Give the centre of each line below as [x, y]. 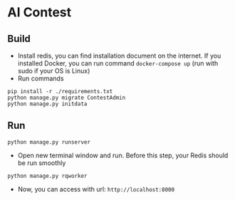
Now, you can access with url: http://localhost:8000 [96, 189]
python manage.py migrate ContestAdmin [67, 98]
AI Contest [40, 12]
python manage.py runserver [49, 142]
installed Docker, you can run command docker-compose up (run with [118, 63]
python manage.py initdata [47, 104]
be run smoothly [42, 163]
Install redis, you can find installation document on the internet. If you [119, 56]
